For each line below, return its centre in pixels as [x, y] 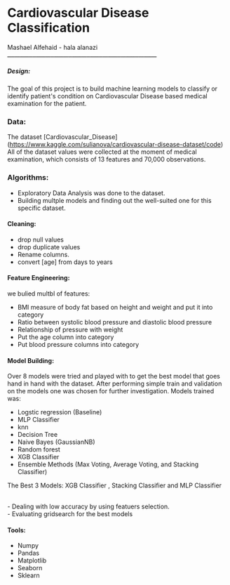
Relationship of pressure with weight [70, 329]
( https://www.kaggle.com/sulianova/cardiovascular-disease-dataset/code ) [115, 145]
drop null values [41, 239]
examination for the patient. [47, 103]
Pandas [28, 553]
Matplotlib [32, 560]
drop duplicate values [49, 247]
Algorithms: [28, 178]
